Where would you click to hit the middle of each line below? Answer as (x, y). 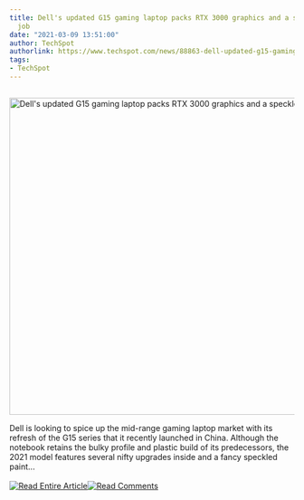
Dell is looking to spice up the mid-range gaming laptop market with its (141, 428)
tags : (19, 60)
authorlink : (32, 52)
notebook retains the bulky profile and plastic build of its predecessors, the (149, 447)
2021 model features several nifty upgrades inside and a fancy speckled (143, 457)
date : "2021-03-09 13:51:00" (64, 34)
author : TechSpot (42, 43)
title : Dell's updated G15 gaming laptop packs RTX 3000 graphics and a (149, 18)
